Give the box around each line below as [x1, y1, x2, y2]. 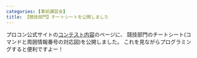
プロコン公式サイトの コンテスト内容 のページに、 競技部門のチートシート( [6, 30, 186, 38]
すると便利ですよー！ [11, 45, 63, 53]
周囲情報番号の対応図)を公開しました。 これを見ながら [26, 38, 161, 45]
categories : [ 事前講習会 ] [6, 8, 66, 15]
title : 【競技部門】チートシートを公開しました [6, 14, 109, 20]
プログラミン [160, 38, 192, 45]
